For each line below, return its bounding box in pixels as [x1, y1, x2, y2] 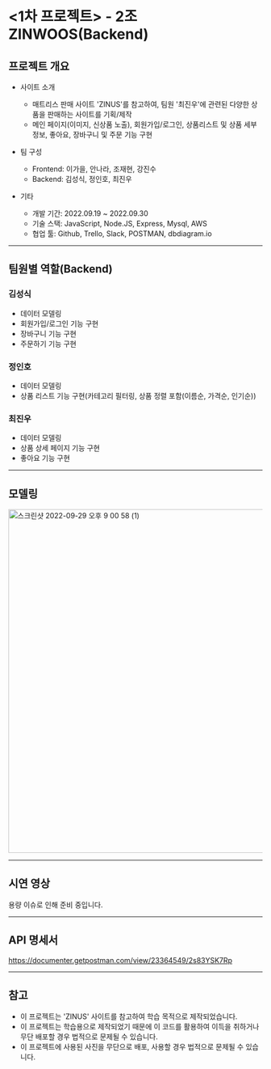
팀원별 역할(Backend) [8, 262, 113, 276]
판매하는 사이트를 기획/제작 [47, 110, 132, 119]
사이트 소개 [19, 82, 56, 91]
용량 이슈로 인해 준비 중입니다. [8, 899, 103, 910]
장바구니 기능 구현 [19, 328, 77, 338]
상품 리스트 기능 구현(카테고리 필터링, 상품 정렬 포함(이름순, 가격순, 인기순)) [19, 391, 256, 400]
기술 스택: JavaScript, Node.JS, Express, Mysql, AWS [31, 219, 208, 228]
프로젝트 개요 [8, 59, 70, 73]
